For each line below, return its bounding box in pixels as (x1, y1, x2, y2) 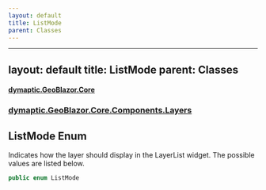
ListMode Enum (8, 129, 87, 142)
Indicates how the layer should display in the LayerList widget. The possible (8, 150, 255, 160)
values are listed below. (8, 159, 85, 169)
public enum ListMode (8, 174, 80, 182)
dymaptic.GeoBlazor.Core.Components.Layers (8, 104, 192, 116)
